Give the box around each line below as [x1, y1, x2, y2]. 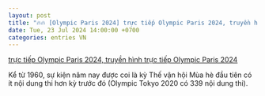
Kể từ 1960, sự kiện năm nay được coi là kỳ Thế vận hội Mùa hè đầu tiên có [8, 70, 252, 79]
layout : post [8, 11, 51, 20]
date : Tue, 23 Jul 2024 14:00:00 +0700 [8, 26, 140, 34]
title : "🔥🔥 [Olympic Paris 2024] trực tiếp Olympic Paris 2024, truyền [8, 19, 251, 27]
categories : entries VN [8, 33, 87, 42]
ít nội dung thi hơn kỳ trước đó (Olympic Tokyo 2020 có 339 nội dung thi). [8, 79, 248, 88]
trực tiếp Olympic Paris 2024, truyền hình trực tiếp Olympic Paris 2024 [8, 55, 238, 65]
